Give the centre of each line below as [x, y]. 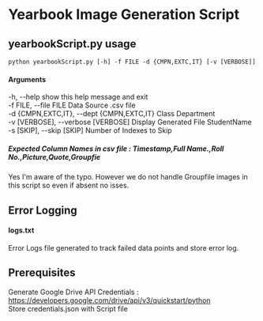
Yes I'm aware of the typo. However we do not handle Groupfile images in [128, 177]
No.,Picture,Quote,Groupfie [54, 157]
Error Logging [43, 210]
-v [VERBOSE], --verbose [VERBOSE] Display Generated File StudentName [130, 122]
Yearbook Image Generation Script [124, 15]
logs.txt [21, 230]
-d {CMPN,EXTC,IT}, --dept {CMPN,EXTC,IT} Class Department [112, 114]
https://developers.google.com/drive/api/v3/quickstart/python [109, 300]
